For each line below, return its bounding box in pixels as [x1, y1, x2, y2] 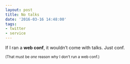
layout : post [5, 7, 33, 13]
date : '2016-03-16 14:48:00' [5, 17, 67, 22]
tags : [5, 21, 17, 27]
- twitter [5, 26, 26, 31]
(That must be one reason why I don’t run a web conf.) [5, 54, 100, 59]
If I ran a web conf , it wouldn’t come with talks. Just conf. [5, 45, 125, 50]
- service [5, 31, 26, 36]
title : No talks [5, 12, 39, 17]
